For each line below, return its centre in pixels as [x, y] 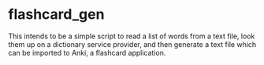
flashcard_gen [56, 14]
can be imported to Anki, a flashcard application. [87, 52]
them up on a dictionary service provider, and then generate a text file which [132, 44]
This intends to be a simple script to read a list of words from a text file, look [132, 36]
